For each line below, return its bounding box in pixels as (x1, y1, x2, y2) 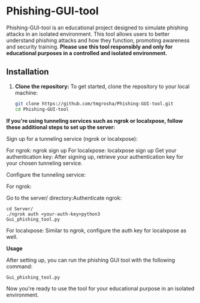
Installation (6, 67, 49, 77)
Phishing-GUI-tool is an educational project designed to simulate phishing (6, 24, 189, 31)
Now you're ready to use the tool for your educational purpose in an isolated (6, 284, 195, 292)
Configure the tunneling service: (6, 171, 86, 178)
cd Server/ (6, 205, 34, 212)
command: (6, 262, 33, 270)
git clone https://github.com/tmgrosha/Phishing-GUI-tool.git (14, 101, 174, 107)
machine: (14, 89, 38, 96)
